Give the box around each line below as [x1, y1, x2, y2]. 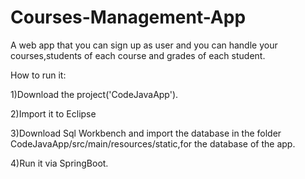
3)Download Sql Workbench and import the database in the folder [10, 127, 282, 139]
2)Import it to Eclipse [10, 107, 97, 120]
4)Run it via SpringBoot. [10, 157, 109, 169]
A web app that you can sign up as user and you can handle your [10, 39, 278, 51]
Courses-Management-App [10, 6, 247, 29]
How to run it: [10, 69, 67, 81]
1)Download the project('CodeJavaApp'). [10, 88, 179, 100]
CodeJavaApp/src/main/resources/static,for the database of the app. [10, 137, 296, 150]
